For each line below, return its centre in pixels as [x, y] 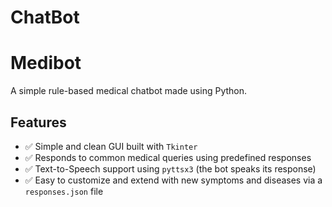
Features [38, 122]
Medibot [46, 63]
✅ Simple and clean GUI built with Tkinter [111, 146]
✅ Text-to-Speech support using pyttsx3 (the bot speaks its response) [170, 168]
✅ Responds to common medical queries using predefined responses [168, 157]
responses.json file [64, 191]
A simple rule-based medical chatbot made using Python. [129, 91]
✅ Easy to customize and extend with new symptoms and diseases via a [173, 180]
